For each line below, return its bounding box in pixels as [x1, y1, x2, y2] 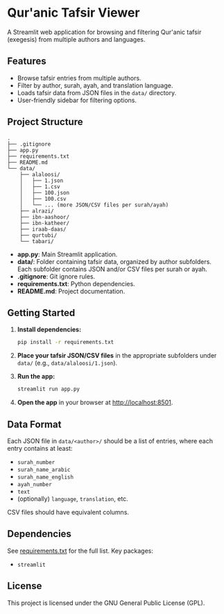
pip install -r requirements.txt [17, 339, 114, 346]
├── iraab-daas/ [19, 226, 67, 233]
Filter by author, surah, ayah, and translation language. [17, 81, 173, 90]
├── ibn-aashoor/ [19, 213, 70, 220]
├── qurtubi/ [19, 231, 58, 239]
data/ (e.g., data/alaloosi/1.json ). [17, 359, 118, 367]
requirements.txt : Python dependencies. [17, 279, 135, 288]
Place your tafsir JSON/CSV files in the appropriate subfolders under [17, 351, 217, 360]
